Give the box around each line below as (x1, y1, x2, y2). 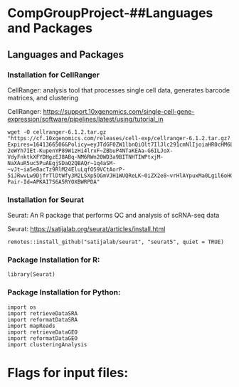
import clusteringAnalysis (7, 341, 87, 348)
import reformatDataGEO (7, 334, 78, 342)
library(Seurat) (7, 271, 55, 278)
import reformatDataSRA (7, 316, 78, 323)
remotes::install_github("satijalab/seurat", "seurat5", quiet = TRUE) (7, 238, 224, 246)
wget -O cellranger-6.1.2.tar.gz (7, 128, 107, 136)
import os (7, 304, 37, 311)
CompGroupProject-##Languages (7, 5, 213, 21)
